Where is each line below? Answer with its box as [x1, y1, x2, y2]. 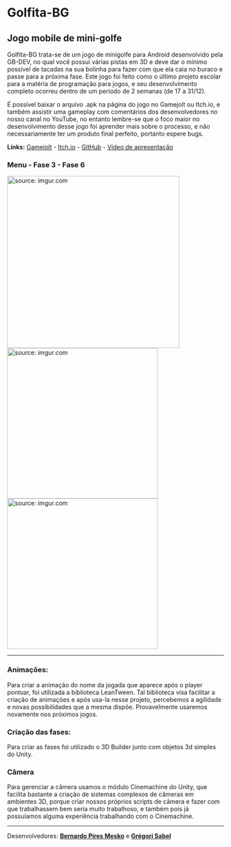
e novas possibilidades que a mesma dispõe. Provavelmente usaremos [7, 703, 208, 711]
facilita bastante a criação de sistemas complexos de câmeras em [7, 790, 194, 799]
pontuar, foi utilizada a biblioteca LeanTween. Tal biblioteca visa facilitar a [7, 688, 215, 696]
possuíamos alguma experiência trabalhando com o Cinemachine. [7, 812, 195, 820]
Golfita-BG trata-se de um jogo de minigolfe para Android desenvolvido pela [7, 50, 223, 58]
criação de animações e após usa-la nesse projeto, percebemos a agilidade [7, 695, 222, 703]
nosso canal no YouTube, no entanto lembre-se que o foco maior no [7, 115, 200, 123]
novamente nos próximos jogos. [7, 710, 98, 718]
